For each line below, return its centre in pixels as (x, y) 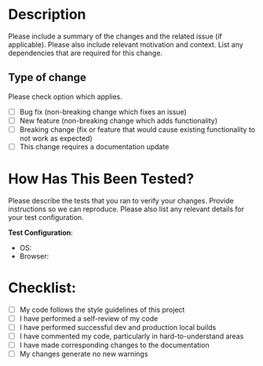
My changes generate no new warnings (84, 354)
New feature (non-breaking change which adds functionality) (119, 120)
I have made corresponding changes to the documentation (114, 345)
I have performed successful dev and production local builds (118, 327)
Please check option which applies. (66, 97)
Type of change (47, 77)
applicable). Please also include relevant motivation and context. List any (126, 44)
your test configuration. (46, 217)
